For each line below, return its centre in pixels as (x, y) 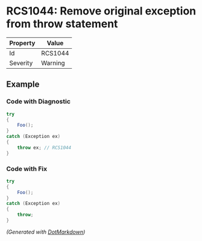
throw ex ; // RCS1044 (44, 148)
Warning (53, 63)
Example (23, 85)
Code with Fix (27, 169)
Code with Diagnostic (39, 102)
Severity (21, 63)
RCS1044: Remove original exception (101, 11)
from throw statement (62, 24)
